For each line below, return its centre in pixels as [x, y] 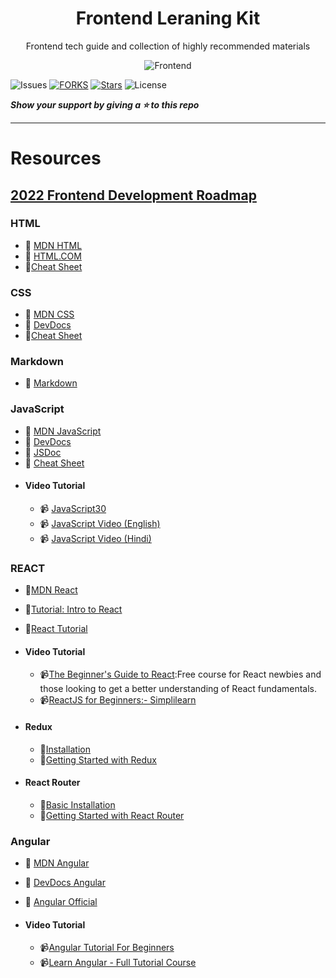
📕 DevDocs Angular [65, 883]
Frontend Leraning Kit [168, 18]
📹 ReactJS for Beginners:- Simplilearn [118, 700]
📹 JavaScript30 [73, 508]
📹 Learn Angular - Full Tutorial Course [118, 963]
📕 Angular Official [61, 902]
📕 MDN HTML [53, 245]
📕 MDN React [51, 590]
